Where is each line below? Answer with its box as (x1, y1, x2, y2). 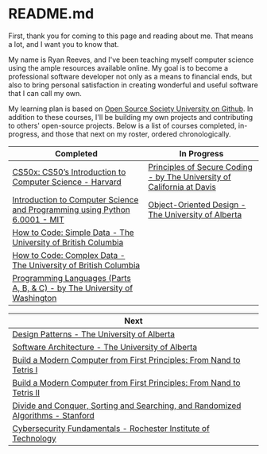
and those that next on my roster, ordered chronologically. (41, 129, 232, 139)
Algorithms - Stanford (12, 410, 95, 421)
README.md (8, 5, 95, 23)
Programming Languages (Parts (12, 272, 131, 283)
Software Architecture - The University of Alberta (12, 341, 197, 352)
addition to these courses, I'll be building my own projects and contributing (8, 112, 253, 121)
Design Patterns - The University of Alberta (12, 329, 175, 340)
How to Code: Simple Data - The (12, 227, 134, 238)
